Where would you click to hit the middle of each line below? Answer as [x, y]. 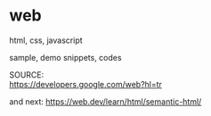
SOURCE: [27, 75]
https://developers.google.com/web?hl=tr [86, 84]
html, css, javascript [46, 40]
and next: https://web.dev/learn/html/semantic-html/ [105, 101]
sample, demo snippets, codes [65, 57]
